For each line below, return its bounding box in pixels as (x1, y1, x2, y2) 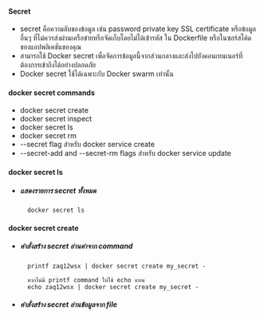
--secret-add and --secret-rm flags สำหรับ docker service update (19, 149, 231, 158)
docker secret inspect (19, 114, 93, 124)
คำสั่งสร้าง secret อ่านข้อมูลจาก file (19, 300, 118, 309)
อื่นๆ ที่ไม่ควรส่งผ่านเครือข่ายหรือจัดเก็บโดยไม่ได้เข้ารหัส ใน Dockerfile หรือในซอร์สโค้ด (19, 33, 252, 43)
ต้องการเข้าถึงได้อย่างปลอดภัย (19, 60, 97, 70)
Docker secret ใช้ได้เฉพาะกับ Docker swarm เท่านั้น (19, 69, 174, 79)
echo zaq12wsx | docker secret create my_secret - (27, 283, 199, 291)
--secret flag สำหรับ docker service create (19, 140, 156, 149)
